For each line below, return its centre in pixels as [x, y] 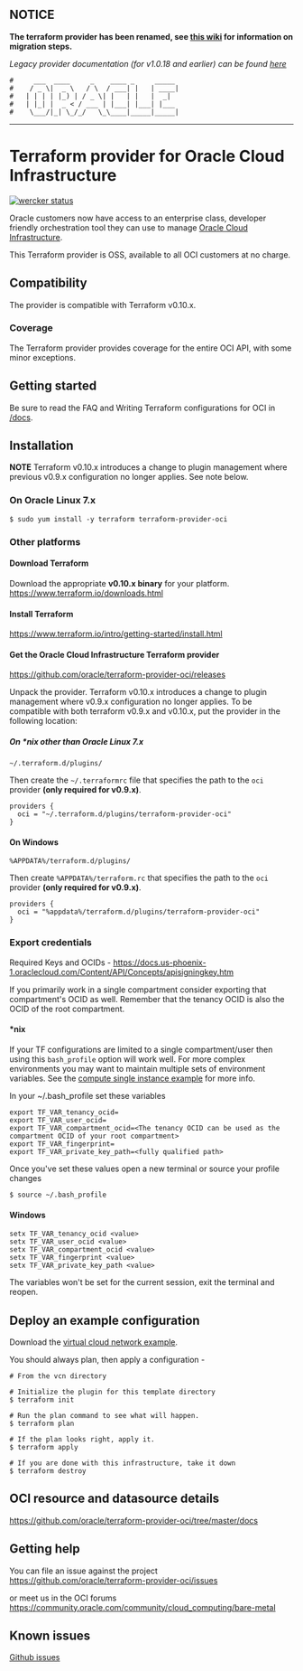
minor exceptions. [43, 357]
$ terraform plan [42, 1423]
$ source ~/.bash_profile [58, 1195]
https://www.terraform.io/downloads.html [87, 593]
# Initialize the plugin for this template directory [113, 1392]
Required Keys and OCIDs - [60, 962]
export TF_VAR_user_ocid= [58, 1120]
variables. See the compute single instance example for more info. [132, 1078]
